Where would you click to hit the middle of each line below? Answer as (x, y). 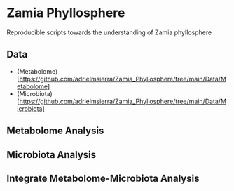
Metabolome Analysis (55, 131)
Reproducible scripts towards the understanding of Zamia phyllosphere (109, 32)
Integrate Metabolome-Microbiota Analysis (103, 178)
